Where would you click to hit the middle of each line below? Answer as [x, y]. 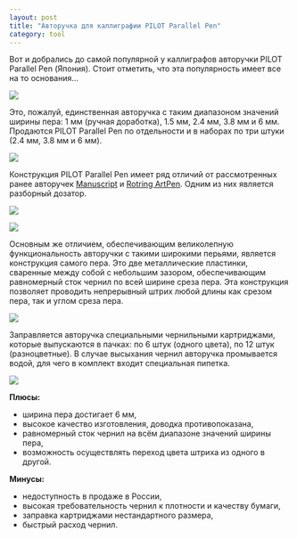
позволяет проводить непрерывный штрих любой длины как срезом [140, 291]
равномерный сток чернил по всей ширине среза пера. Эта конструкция [149, 282]
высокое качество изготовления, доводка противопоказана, [138, 424]
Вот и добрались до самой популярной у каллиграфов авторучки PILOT [146, 60]
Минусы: [27, 479]
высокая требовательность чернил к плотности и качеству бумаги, [151, 506]
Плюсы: [25, 397]
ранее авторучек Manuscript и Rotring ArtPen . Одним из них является [141, 184]
